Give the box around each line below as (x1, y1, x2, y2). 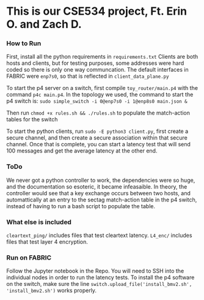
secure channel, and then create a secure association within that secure (6, 134, 188, 141)
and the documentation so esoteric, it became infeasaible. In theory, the (6, 182, 188, 190)
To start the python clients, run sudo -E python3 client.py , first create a (6, 127, 189, 135)
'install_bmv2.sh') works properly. (6, 287, 97, 294)
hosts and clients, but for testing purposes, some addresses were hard (6, 59, 184, 67)
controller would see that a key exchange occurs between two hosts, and (6, 189, 191, 197)
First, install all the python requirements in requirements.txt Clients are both (6, 53, 199, 61)
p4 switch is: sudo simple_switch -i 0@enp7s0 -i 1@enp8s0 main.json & (6, 97, 188, 105)
